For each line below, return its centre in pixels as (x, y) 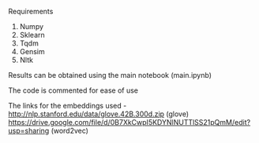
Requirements (31, 11)
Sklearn (32, 35)
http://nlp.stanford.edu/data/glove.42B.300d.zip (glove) (99, 114)
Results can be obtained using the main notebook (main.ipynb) (110, 75)
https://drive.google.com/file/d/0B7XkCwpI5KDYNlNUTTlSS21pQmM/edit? (129, 122)
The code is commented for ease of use (73, 90)
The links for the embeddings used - (68, 106)
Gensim (32, 51)
